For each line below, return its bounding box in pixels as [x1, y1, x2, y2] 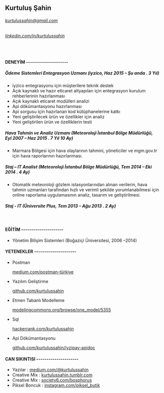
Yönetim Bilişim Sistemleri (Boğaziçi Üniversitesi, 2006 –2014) [12, 237, 137, 243]
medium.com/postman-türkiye [12, 269, 74, 275]
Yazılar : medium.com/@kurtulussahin [12, 367, 89, 373]
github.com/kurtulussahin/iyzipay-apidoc [12, 345, 95, 351]
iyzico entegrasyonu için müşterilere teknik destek [12, 83, 114, 88]
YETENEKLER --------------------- [5, 249, 77, 255]
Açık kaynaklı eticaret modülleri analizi [12, 98, 90, 104]
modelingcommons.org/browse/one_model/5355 [12, 307, 111, 313]
